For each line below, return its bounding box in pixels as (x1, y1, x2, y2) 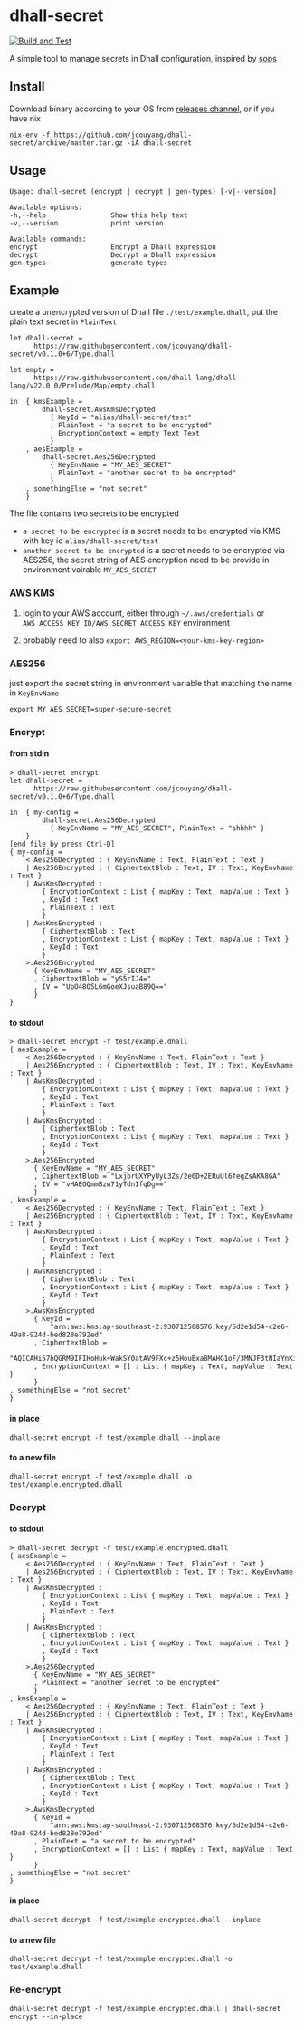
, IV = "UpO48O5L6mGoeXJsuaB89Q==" (33, 982, 168, 991)
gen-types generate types (9, 258, 168, 267)
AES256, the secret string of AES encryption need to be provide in (22, 554, 270, 566)
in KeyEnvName (9, 687, 60, 698)
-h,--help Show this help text (9, 210, 188, 220)
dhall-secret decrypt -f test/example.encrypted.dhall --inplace (9, 1916, 261, 1925)
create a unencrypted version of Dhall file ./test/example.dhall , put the (9, 307, 279, 318)
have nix (9, 112, 41, 123)
